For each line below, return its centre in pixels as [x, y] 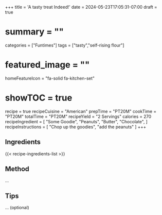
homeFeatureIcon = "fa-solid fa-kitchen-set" [50, 78]
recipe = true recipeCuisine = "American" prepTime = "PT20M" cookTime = [81, 111]
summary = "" [35, 32]
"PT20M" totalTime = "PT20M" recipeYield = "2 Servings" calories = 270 [78, 116]
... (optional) [17, 208]
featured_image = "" [47, 65]
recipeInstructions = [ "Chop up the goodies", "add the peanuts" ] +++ [76, 127]
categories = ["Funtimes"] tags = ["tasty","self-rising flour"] [65, 45]
